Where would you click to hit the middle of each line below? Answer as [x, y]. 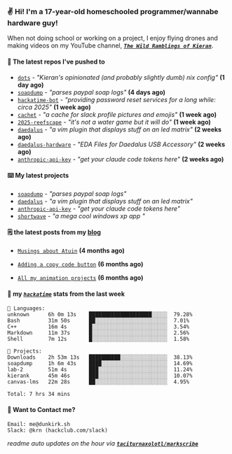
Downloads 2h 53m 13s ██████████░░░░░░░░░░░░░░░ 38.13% [100, 357]
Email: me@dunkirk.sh [39, 425]
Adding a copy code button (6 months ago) [80, 264]
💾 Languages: [26, 308]
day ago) [30, 85]
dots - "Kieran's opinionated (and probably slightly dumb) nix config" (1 [121, 77]
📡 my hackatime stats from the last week [66, 294]
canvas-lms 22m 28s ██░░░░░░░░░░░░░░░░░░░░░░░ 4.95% [98, 382]
